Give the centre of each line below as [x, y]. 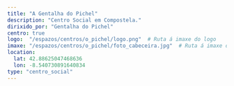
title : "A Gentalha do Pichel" [53, 14]
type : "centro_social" [40, 71]
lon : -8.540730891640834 [49, 65]
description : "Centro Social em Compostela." [74, 20]
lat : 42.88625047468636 [48, 59]
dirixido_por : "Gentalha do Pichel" [60, 26]
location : [22, 53]
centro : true [26, 33]
